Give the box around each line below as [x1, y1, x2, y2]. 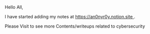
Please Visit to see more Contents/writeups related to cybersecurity [5, 23, 145, 29]
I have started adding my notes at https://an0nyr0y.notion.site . [5, 14, 135, 19]
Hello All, [5, 4, 24, 10]
